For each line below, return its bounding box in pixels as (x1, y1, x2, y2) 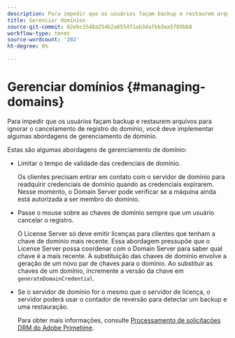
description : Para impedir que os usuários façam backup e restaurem (7, 10, 215, 17)
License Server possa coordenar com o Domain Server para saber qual (17, 244, 222, 253)
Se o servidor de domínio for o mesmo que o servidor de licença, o (17, 288, 211, 296)
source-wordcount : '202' (7, 36, 80, 43)
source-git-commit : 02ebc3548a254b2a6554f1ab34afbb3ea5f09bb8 (7, 23, 192, 30)
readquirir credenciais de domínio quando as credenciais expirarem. (17, 180, 215, 188)
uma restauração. (17, 302, 69, 311)
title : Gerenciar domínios (7, 17, 86, 24)
